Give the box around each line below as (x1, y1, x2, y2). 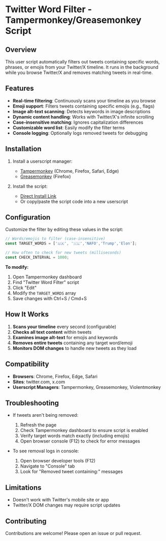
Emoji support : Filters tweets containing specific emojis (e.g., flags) (12, 103, 155, 109)
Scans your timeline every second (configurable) (12, 323, 117, 330)
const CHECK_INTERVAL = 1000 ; (5, 255, 70, 260)
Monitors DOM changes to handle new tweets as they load (12, 345, 137, 351)
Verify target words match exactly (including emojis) (20, 432, 130, 439)
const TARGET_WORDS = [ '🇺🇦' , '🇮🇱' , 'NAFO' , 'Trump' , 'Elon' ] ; (5, 241, 137, 246)
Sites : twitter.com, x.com (12, 379, 65, 385)
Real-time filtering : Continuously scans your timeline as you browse (12, 97, 156, 103)
